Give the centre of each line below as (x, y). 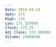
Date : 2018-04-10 (23, 10)
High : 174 (15, 19)
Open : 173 (15, 14)
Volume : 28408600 (23, 37)
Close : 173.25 (19, 28)
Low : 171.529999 (21, 23)
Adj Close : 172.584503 (28, 32)
